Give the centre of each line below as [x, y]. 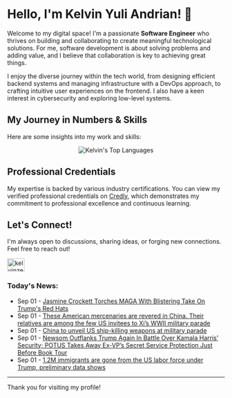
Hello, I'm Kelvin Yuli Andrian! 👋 [100, 14]
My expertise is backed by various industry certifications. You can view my [114, 188]
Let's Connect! [40, 225]
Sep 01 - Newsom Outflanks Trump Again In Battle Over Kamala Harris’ [118, 338]
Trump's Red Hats [43, 308]
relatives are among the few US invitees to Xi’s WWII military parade [114, 323]
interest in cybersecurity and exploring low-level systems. [89, 98]
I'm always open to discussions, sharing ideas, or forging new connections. [114, 242]
